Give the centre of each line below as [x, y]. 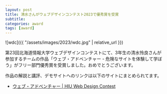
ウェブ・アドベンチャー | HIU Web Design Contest [64, 86]
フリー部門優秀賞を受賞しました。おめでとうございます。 [77, 65]
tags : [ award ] [20, 28]
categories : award [24, 24]
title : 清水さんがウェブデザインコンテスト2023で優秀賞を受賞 [62, 14]
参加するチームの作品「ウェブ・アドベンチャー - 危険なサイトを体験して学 [82, 59]
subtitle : [15, 19]
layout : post [19, 10]
